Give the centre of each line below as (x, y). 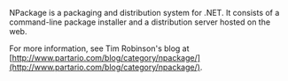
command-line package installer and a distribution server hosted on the (140, 22)
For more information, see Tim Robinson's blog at (99, 48)
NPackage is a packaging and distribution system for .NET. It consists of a (144, 13)
